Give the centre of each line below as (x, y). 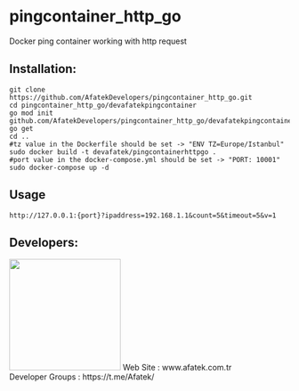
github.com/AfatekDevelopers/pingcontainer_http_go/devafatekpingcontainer (153, 121)
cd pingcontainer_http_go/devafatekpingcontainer (103, 105)
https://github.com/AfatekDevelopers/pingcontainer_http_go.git (131, 97)
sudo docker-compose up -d (59, 167)
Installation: (43, 69)
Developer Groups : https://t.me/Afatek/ (82, 377)
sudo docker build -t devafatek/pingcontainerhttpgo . (113, 152)
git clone (28, 90)
